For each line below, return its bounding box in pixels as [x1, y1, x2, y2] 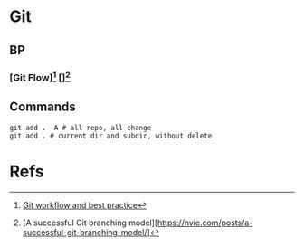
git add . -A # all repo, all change [9, 123, 152, 132]
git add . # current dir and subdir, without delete [9, 131, 213, 140]
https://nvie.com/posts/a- [157, 217, 253, 228]
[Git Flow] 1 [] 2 [9, 70, 71, 83]
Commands [9, 100, 77, 115]
